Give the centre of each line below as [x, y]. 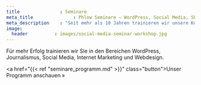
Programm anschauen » [36, 75]
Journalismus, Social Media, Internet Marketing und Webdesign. [85, 57]
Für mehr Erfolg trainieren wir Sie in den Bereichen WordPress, [83, 51]
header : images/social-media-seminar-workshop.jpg [89, 34]
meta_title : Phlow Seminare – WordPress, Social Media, [97, 17]
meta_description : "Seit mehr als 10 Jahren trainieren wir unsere [97, 23]
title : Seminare [46, 12]
